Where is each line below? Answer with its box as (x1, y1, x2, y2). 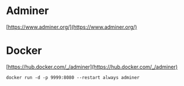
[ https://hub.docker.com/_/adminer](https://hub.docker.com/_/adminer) (6, 63, 178, 70)
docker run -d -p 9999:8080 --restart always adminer (6, 74, 140, 80)
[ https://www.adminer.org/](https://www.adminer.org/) (6, 23, 137, 30)
